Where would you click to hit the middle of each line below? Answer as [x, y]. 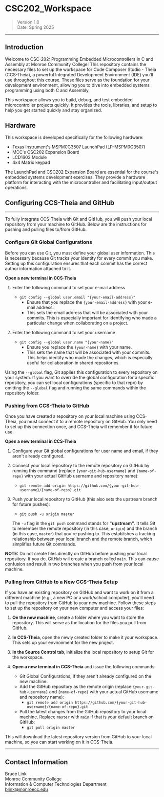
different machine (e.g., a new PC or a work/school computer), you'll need [80, 598]
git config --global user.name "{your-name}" [66, 342]
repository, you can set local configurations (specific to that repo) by [74, 383]
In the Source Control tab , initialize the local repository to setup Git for [83, 652]
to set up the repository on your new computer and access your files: [75, 608]
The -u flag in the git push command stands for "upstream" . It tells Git [84, 523]
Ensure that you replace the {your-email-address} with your [87, 302]
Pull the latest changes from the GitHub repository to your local [83, 712]
